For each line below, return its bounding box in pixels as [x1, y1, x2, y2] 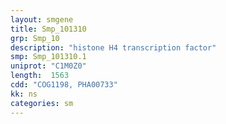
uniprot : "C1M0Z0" [10, 61, 87, 71]
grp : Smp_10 [10, 33, 60, 43]
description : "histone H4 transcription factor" [10, 42, 217, 53]
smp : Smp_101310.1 [10, 52, 87, 62]
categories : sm [10, 98, 74, 108]
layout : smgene [10, 14, 74, 25]
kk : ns [10, 89, 38, 99]
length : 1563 [10, 71, 70, 81]
